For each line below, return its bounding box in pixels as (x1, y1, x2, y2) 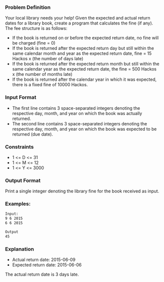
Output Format (5, 177, 41, 184)
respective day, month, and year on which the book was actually (12, 110, 142, 116)
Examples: (5, 200, 31, 207)
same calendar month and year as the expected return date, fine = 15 (12, 50, 152, 56)
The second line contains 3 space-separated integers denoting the (12, 120, 147, 126)
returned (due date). (12, 131, 53, 137)
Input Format (5, 94, 37, 101)
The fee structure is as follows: (5, 25, 68, 31)
